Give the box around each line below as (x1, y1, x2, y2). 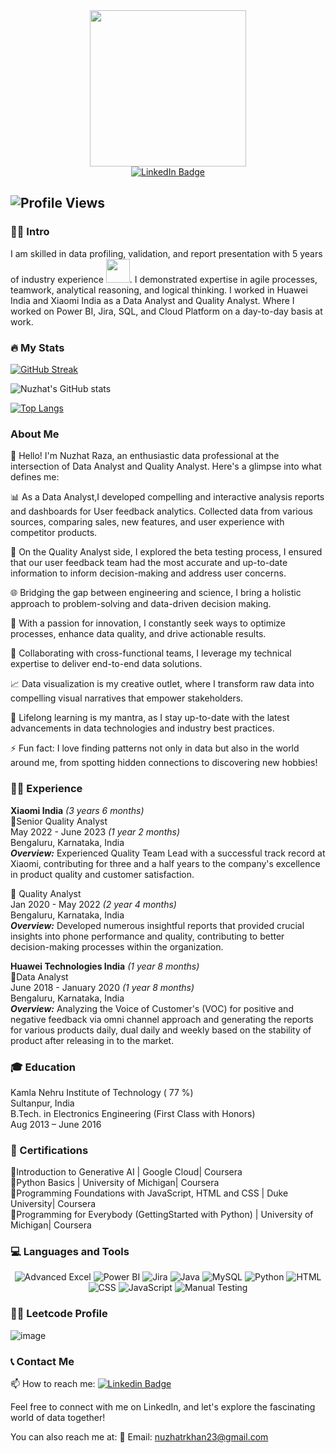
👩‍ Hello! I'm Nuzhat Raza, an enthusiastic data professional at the (10, 450, 280, 462)
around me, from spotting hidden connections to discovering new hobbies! (10, 757, 318, 769)
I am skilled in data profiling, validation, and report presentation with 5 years (10, 247, 323, 259)
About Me (10, 427, 60, 441)
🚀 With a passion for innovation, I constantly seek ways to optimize (10, 617, 287, 629)
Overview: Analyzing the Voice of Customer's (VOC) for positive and (10, 1002, 294, 1014)
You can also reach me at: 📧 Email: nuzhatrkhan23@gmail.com (10, 1431, 269, 1443)
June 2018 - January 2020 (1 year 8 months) (10, 981, 195, 993)
